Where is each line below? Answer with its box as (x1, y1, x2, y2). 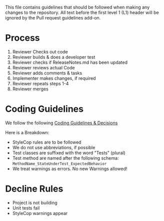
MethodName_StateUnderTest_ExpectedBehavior (12, 161, 107, 166)
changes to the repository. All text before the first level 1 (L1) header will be (5, 9, 159, 15)
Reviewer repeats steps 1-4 (12, 80, 69, 86)
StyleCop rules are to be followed (12, 139, 81, 145)
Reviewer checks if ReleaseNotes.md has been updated (12, 59, 128, 65)
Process (5, 32, 40, 44)
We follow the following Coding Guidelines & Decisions (5, 120, 118, 126)
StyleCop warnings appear (12, 210, 68, 216)
